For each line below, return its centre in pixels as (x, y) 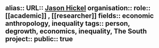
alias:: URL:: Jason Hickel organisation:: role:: (78, 8)
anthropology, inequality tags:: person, (68, 24)
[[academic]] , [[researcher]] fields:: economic (79, 16)
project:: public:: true (39, 39)
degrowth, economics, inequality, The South (76, 31)
